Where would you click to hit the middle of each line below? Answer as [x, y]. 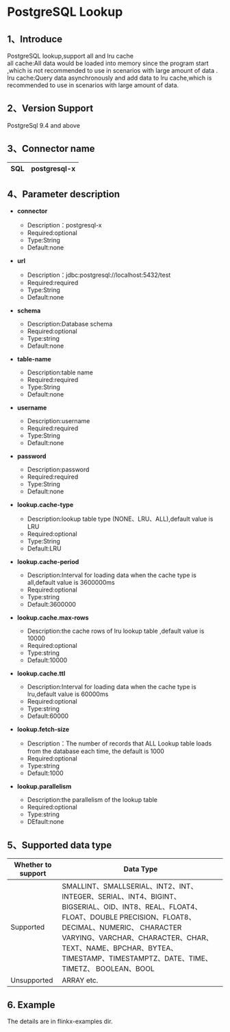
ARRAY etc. [80, 980]
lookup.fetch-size [43, 730]
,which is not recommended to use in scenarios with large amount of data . [113, 70]
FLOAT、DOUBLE [90, 917]
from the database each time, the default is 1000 [95, 751]
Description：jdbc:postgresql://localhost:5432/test [99, 275]
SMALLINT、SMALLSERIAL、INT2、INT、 [129, 886]
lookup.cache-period [48, 562]
